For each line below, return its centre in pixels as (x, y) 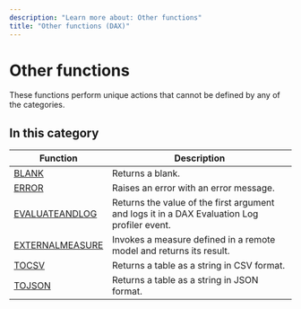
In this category (54, 132)
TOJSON (32, 286)
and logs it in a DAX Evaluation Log (185, 214)
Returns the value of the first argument (193, 203)
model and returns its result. (171, 251)
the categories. (37, 105)
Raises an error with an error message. (193, 188)
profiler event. (141, 225)
